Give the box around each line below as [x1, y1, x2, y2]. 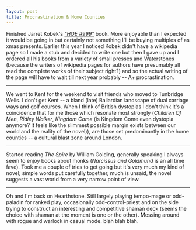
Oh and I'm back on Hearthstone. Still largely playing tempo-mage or [6, 193, 171, 200]
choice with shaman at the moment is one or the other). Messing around [6, 211, 180, 218]
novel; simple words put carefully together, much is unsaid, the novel [6, 169, 171, 176]
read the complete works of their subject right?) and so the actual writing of [6, 67, 188, 74]
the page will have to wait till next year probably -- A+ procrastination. [6, 74, 174, 81]
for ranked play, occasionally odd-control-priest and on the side [24, 198, 179, 205]
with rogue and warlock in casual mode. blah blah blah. [6, 217, 139, 224]
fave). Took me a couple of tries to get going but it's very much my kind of [6, 163, 185, 170]
